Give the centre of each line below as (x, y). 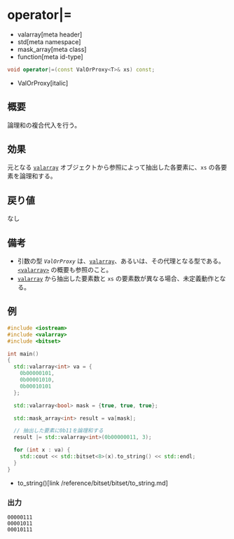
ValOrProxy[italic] (43, 83)
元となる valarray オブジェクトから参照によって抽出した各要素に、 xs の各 (114, 168)
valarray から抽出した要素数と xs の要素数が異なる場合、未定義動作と (118, 279)
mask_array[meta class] (52, 49)
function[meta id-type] (50, 57)
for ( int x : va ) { (42, 450)
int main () (23, 354)
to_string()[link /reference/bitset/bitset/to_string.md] (92, 483)
